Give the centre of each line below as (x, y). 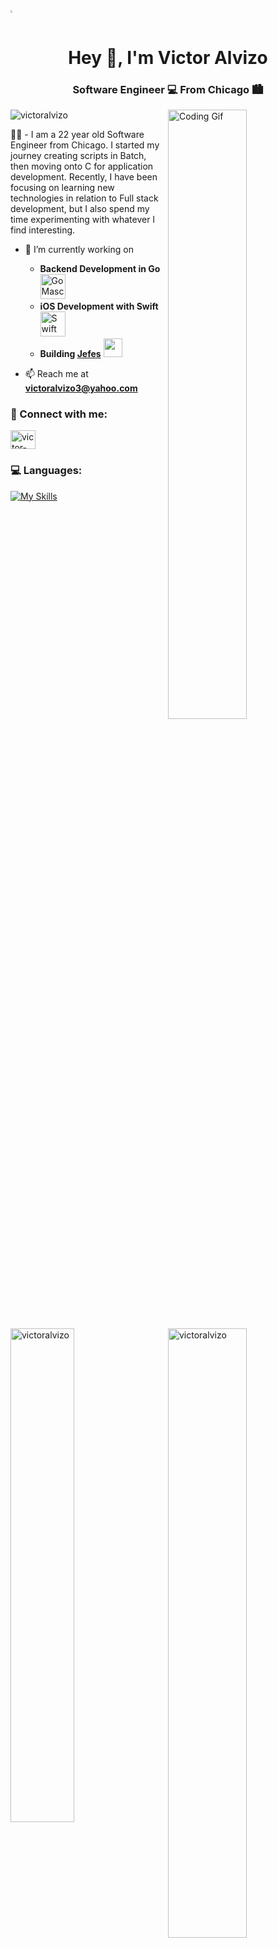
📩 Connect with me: (59, 414)
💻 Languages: (46, 471)
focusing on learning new (62, 187)
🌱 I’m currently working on (79, 249)
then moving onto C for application (82, 166)
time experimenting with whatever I (83, 219)
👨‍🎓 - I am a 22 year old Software (77, 134)
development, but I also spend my (80, 208)
